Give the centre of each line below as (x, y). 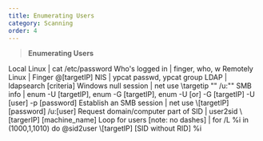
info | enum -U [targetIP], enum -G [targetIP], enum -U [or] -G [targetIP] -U (132, 95)
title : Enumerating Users (51, 16)
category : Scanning (41, 23)
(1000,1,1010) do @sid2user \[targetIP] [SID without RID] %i (105, 128)
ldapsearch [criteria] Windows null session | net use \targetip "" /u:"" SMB (130, 86)
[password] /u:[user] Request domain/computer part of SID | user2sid (123, 111)
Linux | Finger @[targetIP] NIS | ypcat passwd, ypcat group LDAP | (118, 78)
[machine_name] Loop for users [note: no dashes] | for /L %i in (145, 120)
